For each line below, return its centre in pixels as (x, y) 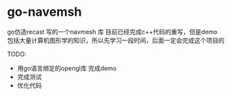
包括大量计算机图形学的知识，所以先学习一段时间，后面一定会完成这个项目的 (116, 40)
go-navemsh (44, 12)
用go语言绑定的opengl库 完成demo (67, 68)
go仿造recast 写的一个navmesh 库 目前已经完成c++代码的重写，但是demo (112, 32)
